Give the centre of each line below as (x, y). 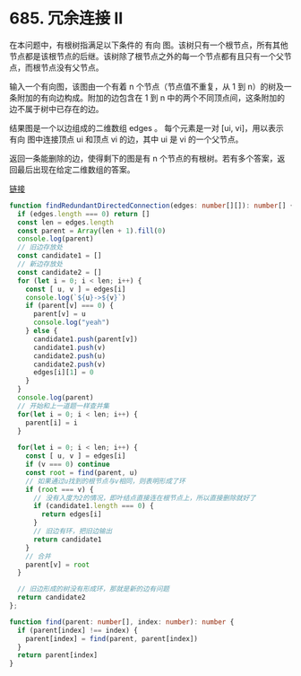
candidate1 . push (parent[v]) (86, 339)
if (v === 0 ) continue (68, 465)
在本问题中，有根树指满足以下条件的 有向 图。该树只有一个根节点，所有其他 (149, 45)
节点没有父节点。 (72, 67)
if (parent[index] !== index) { (78, 630)
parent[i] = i (52, 423)
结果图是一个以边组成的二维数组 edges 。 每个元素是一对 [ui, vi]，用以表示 (146, 127)
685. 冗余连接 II (66, 18)
